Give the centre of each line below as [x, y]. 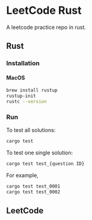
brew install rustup [32, 90]
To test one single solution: [40, 153]
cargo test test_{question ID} [45, 164]
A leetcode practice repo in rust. [46, 27]
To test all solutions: [31, 130]
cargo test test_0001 [33, 187]
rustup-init [21, 96]
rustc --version [26, 102]
